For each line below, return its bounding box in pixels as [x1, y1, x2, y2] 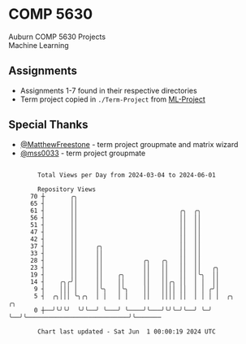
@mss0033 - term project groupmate [19, 148, 146, 158]
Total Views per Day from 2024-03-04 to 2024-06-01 [37, 171, 217, 179]
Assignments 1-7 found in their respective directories [19, 85, 197, 95]
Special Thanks [8, 118, 88, 132]
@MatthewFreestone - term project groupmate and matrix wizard [19, 139, 239, 149]
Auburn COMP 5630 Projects [8, 32, 106, 41]
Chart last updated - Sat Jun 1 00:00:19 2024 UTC [37, 327, 217, 336]
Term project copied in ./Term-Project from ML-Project [19, 94, 205, 104]
